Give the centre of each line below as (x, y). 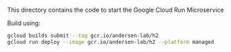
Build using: (24, 23)
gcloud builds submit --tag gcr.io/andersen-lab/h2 (83, 36)
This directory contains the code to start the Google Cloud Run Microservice (115, 10)
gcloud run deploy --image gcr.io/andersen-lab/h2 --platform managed (111, 42)
